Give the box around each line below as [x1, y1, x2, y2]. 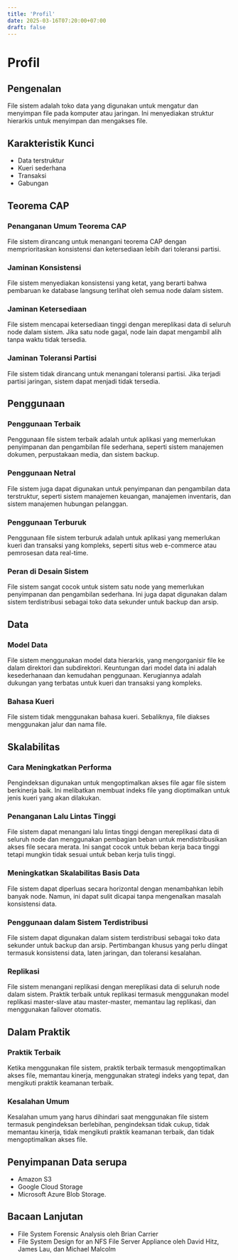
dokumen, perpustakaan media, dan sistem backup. [7, 450, 160, 459]
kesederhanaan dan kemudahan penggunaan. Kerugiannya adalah [7, 671, 202, 680]
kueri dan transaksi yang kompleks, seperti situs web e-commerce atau [7, 541, 217, 549]
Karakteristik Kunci [7, 137, 94, 150]
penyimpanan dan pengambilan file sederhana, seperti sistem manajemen [7, 443, 224, 451]
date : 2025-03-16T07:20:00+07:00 [7, 17, 107, 24]
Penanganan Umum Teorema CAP [7, 221, 126, 231]
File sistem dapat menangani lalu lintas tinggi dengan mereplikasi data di [7, 827, 220, 836]
